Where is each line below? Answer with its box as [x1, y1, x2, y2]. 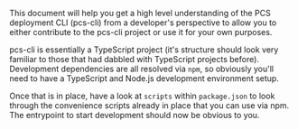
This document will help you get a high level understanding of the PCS [9, 8, 271, 18]
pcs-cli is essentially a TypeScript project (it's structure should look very [9, 44, 279, 55]
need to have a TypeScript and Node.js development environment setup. [9, 73, 280, 84]
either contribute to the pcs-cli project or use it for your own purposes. [9, 27, 273, 37]
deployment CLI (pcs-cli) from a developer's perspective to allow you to [9, 17, 277, 28]
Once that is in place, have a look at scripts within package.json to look [9, 90, 275, 101]
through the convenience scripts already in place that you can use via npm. [9, 100, 290, 111]
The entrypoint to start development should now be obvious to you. [9, 110, 260, 120]
